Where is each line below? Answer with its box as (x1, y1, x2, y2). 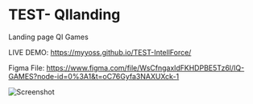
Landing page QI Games (8, 32, 89, 42)
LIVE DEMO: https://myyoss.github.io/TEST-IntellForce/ (8, 47, 192, 57)
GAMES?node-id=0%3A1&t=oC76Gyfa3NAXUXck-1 (8, 71, 180, 81)
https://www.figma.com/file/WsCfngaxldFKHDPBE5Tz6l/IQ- (46, 62, 245, 73)
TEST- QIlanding (8, 6, 121, 24)
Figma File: (8, 62, 45, 73)
